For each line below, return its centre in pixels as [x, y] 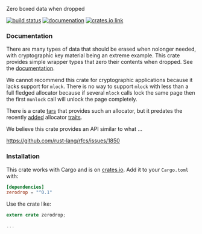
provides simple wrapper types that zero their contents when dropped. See [99, 62]
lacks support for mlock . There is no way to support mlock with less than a [97, 86]
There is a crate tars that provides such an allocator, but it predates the [94, 111]
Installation [23, 156]
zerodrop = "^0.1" [29, 192]
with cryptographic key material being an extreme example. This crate [93, 55]
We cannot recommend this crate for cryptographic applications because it [99, 80]
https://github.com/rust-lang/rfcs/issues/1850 [63, 141]
